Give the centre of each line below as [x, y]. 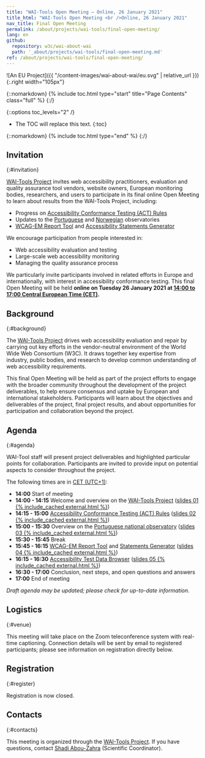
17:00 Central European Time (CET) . [53, 295]
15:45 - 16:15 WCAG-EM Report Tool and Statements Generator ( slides [104, 546]
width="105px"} [45, 82]
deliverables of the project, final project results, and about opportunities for [101, 404]
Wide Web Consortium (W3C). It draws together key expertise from [91, 354]
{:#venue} [19, 624]
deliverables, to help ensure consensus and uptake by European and [93, 392]
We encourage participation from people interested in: [75, 238]
